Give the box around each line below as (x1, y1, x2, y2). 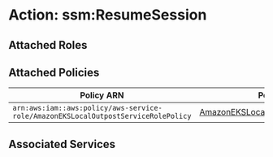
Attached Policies (8, 65, 100, 79)
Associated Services (8, 137, 116, 151)
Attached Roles (8, 38, 88, 52)
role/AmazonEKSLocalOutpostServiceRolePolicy (12, 111, 192, 121)
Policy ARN (80, 89, 124, 101)
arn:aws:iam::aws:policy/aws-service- (12, 103, 162, 113)
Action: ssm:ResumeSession (8, 6, 207, 24)
